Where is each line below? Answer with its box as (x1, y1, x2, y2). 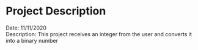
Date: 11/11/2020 (5, 24, 47, 31)
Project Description (5, 4, 106, 18)
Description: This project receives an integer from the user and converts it (5, 30, 192, 37)
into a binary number (5, 37, 59, 44)
